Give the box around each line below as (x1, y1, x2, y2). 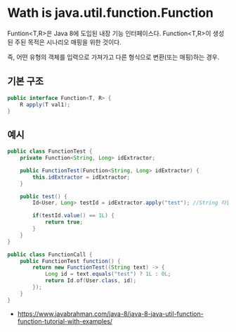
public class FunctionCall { (7, 251, 93, 258)
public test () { (20, 193, 68, 200)
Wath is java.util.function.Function (7, 5, 214, 21)
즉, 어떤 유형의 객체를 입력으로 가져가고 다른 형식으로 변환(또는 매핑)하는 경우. (7, 53, 220, 61)
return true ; (44, 219, 83, 226)
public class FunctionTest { (7, 148, 93, 155)
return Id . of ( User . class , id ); (44, 277, 137, 284)
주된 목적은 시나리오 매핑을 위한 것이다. (14, 37, 122, 46)
